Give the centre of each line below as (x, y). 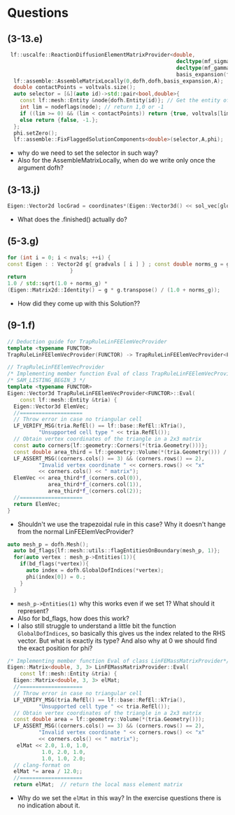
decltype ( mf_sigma (203, 61)
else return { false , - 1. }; (59, 120)
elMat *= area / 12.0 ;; (48, 772)
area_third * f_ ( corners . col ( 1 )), (95, 485)
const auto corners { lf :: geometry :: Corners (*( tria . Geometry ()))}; (111, 445)
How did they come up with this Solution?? (79, 303)
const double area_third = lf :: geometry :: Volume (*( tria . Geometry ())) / (120, 452)
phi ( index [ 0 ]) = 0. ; (56, 577)
